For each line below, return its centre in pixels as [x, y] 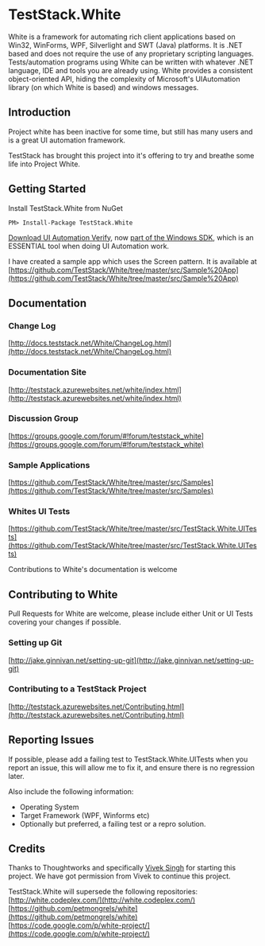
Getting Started [47, 189]
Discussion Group [44, 418]
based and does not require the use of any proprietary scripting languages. [131, 53]
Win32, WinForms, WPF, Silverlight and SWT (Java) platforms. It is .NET [126, 45]
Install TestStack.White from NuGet [65, 208]
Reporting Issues [51, 740]
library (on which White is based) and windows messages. [104, 87]
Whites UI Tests [39, 512]
